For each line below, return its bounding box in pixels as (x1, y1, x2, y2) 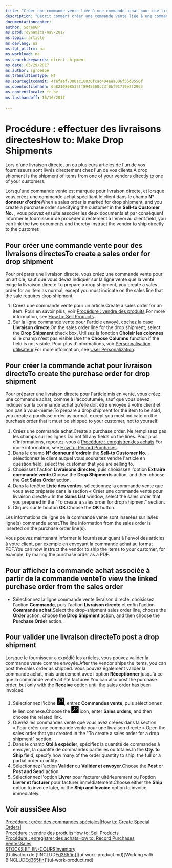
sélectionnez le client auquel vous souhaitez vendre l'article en (12, 455, 145, 461)
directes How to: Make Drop (5, 134, 124, 146)
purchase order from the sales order (5, 583, 123, 591)
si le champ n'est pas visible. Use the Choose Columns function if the (12, 335, 160, 341)
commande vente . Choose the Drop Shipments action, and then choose (12, 472, 165, 478)
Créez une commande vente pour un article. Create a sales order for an (12, 303, 162, 309)
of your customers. (5, 178, 46, 184)
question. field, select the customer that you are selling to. (12, 461, 135, 467)
